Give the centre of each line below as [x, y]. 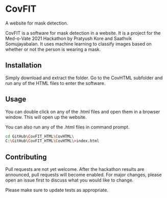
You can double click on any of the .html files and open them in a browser [83, 112]
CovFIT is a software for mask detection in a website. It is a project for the [83, 33]
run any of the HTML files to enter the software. [55, 83]
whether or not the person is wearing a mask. [53, 49]
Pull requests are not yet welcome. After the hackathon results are [75, 169]
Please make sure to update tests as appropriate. [57, 190]
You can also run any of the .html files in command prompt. [67, 127]
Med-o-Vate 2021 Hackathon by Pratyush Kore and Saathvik [69, 38]
